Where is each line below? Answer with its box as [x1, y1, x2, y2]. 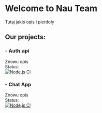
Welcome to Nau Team [5, 3, 98, 14]
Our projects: [5, 33, 46, 41]
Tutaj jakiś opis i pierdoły [5, 19, 55, 25]
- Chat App [5, 81, 31, 88]
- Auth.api [5, 48, 29, 54]
